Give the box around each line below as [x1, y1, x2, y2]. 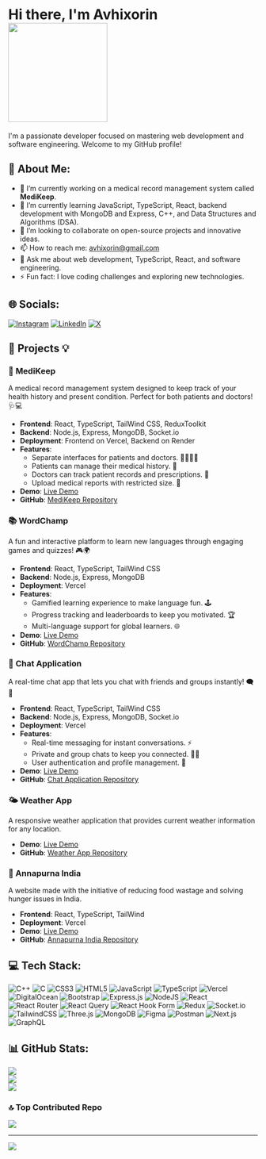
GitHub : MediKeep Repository [19, 495, 118, 505]
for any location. [8, 824, 62, 834]
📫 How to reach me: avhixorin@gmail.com [19, 243, 160, 252]
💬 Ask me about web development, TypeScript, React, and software [19, 254, 241, 263]
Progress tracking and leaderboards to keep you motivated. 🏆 [31, 609, 236, 620]
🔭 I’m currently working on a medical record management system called [19, 183, 255, 193]
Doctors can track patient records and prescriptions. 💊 [31, 470, 210, 479]
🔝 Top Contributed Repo [8, 1101, 103, 1112]
